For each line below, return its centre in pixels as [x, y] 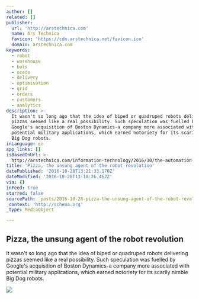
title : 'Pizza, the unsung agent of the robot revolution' [81, 166]
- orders [22, 94]
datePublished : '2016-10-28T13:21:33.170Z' [61, 171]
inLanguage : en [25, 144]
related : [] [21, 17]
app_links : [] [24, 149]
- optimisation [30, 83]
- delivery [25, 78]
